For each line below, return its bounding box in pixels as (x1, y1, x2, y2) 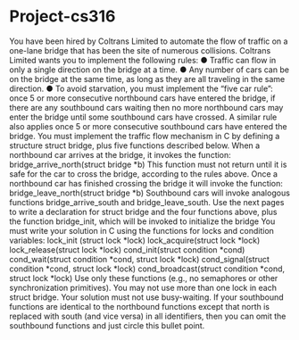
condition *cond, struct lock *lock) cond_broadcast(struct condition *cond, (9, 263, 286, 274)
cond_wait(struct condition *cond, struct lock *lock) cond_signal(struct (9, 253, 270, 264)
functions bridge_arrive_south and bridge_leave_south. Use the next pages (9, 196, 285, 207)
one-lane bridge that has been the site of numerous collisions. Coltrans (9, 45, 271, 55)
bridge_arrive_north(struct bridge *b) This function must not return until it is (9, 159, 287, 170)
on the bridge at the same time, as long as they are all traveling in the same (9, 73, 286, 84)
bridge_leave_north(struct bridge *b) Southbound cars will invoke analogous (9, 187, 290, 198)
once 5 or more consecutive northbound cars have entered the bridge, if (9, 92, 276, 104)
